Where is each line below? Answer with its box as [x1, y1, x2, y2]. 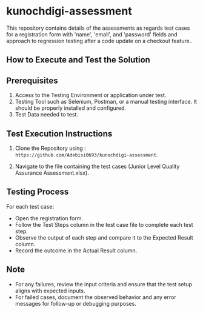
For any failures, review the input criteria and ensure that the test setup [15, 280, 193, 288]
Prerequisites [6, 75, 58, 86]
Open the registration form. [15, 214, 84, 222]
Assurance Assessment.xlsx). [15, 169, 89, 177]
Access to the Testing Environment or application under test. [15, 92, 167, 99]
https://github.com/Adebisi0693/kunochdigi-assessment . [15, 150, 159, 158]
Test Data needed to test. [15, 111, 79, 118]
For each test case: [6, 203, 55, 210]
